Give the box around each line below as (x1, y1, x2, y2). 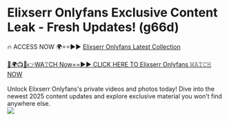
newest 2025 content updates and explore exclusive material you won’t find (7, 91, 223, 100)
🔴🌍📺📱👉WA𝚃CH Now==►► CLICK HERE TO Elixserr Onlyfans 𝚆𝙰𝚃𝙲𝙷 (7, 60, 212, 68)
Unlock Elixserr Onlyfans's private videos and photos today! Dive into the (7, 85, 215, 93)
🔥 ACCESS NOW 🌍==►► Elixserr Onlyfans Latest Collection (7, 43, 181, 51)
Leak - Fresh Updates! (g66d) (7, 19, 179, 35)
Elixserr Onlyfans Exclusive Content (7, 5, 218, 21)
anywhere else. (7, 99, 50, 107)
